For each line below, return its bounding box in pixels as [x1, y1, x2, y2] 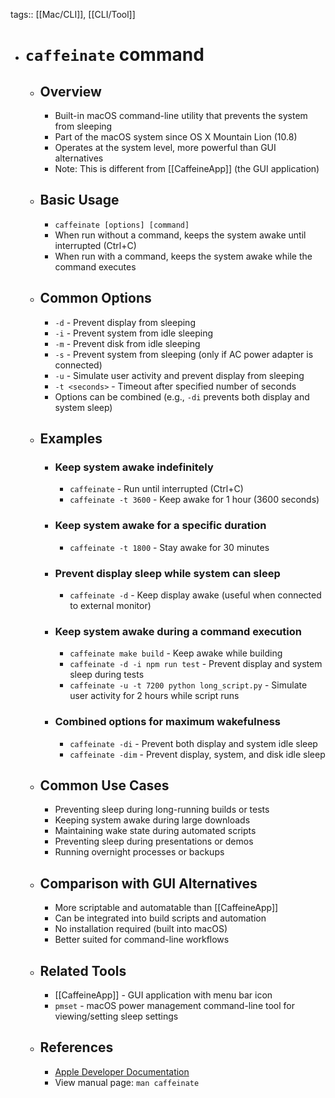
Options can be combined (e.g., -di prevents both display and [54, 390, 310, 403]
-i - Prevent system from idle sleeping [54, 327, 214, 339]
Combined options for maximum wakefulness [54, 715, 281, 729]
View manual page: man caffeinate [54, 1076, 200, 1088]
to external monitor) [69, 599, 152, 611]
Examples [39, 430, 103, 448]
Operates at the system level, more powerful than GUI [54, 142, 277, 153]
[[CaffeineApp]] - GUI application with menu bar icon [54, 989, 273, 1001]
